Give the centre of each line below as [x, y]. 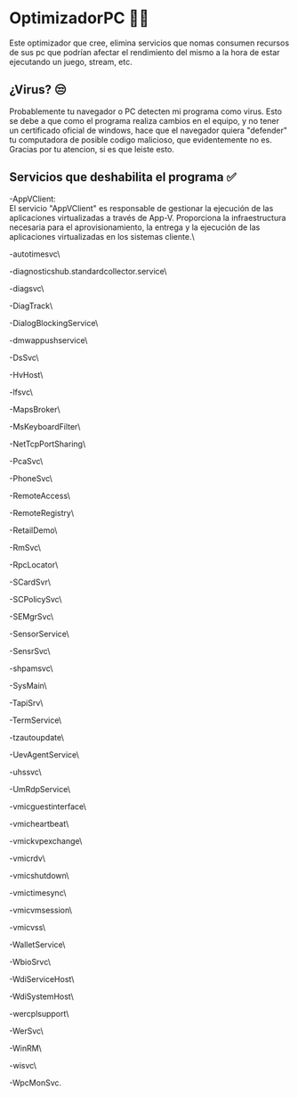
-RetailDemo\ [33, 530]
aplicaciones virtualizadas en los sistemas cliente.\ [102, 236]
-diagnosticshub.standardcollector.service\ [88, 271]
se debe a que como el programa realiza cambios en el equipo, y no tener [145, 120]
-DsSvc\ [24, 357]
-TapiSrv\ [26, 702]
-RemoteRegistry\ [41, 512]
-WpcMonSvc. [36, 1083]
